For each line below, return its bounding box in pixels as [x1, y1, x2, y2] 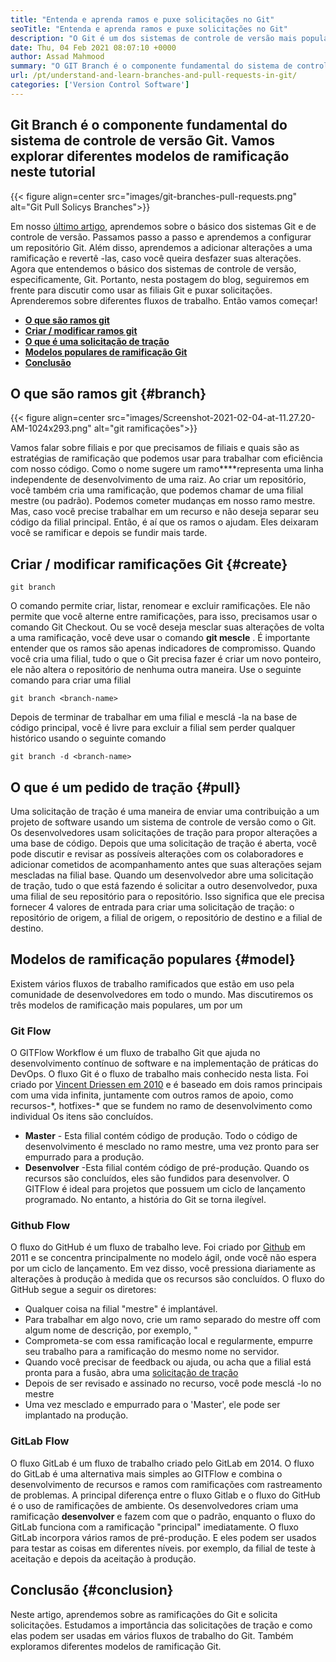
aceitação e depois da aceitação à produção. [10, 1552, 197, 1565]
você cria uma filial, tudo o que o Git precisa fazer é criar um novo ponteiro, [10, 653, 322, 665]
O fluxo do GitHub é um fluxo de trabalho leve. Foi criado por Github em [10, 1241, 306, 1253]
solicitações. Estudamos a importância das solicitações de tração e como [10, 1619, 313, 1631]
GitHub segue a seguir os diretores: [10, 1284, 157, 1296]
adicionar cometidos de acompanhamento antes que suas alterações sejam [10, 859, 322, 870]
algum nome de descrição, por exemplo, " [24, 1324, 198, 1336]
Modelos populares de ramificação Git [24, 346, 188, 358]
